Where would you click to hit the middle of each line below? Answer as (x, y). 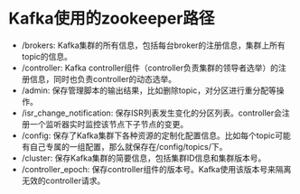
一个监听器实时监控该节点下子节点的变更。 (109, 124)
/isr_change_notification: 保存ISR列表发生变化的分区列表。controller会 (151, 113)
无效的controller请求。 (63, 180)
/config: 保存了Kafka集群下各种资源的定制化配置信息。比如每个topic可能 (156, 135)
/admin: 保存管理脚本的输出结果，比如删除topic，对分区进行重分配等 (149, 90)
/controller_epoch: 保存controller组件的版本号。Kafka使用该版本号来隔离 (156, 169)
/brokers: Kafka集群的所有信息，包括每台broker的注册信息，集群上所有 (153, 45)
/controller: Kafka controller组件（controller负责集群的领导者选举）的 (150, 68)
